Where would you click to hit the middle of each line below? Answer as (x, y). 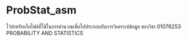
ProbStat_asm (41, 10)
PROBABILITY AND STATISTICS (45, 33)
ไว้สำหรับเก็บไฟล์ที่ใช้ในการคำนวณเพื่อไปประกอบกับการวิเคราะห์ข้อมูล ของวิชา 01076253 (94, 26)
